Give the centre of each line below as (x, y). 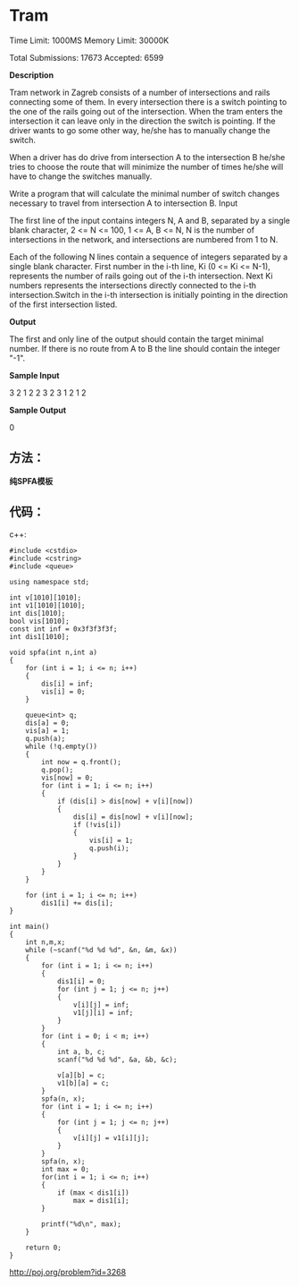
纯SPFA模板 (31, 481)
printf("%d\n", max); (82, 1224)
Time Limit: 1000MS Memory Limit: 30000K (89, 40)
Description (32, 75)
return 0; (44, 1248)
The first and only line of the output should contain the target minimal (137, 339)
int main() (29, 926)
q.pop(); (58, 770)
